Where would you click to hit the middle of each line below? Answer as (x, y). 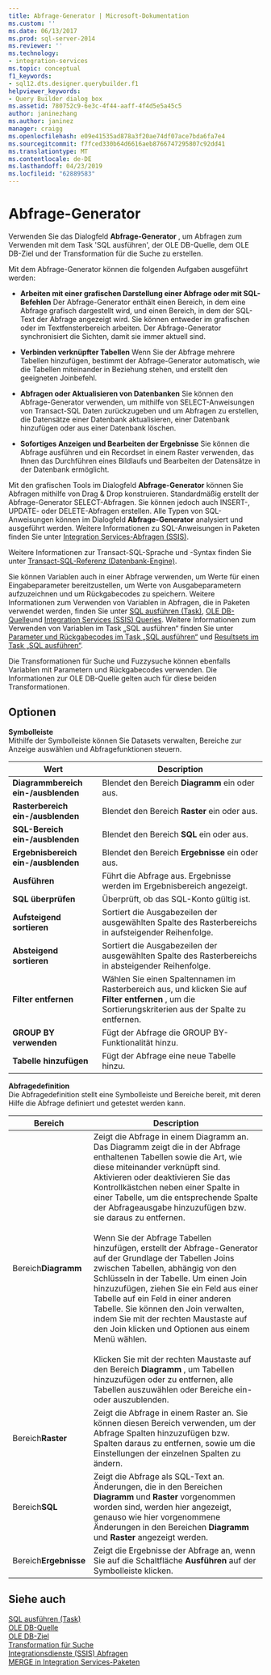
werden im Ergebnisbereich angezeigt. (175, 885)
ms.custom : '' (32, 23)
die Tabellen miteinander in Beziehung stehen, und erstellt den (124, 369)
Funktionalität (127, 1042)
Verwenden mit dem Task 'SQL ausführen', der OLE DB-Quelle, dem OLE (129, 244)
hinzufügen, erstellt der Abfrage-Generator (175, 1248)
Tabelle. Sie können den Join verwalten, (169, 1308)
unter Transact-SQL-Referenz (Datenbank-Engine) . (93, 561)
